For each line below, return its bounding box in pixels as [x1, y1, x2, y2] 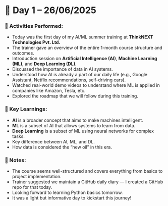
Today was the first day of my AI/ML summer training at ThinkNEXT [12, 34, 153, 40]
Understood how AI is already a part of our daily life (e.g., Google [12, 72, 148, 78]
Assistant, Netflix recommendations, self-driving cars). [12, 77, 126, 83]
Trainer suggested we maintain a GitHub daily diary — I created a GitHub [12, 179, 163, 185]
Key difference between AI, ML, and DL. [12, 138, 95, 144]
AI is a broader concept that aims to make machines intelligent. [12, 117, 143, 123]
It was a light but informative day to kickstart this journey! [12, 195, 132, 201]
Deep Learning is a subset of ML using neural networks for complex [12, 128, 154, 134]
